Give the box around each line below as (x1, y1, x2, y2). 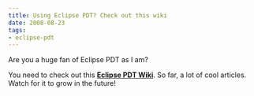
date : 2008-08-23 (8, 19, 65, 27)
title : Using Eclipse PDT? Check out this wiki (8, 11, 168, 20)
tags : (8, 26, 26, 34)
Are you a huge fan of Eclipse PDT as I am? (8, 55, 148, 65)
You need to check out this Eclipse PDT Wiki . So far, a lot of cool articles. (8, 70, 247, 79)
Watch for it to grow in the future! (8, 79, 116, 88)
